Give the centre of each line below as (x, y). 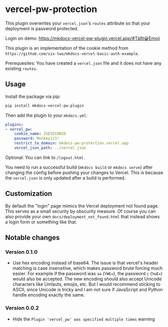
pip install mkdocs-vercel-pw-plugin (45, 106)
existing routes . (21, 68)
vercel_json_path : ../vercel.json (50, 148)
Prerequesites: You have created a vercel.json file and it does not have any (83, 63)
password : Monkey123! (37, 139)
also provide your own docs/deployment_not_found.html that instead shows (82, 216)
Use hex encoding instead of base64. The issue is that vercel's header (86, 263)
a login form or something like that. (41, 222)
